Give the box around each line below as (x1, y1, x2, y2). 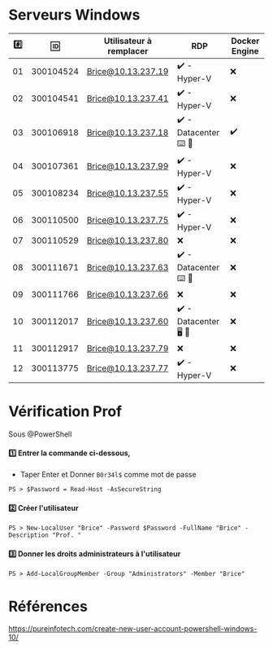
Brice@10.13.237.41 (86, 93, 169, 104)
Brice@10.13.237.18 (86, 126, 169, 138)
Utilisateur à (104, 35, 153, 46)
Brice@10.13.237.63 (86, 261, 169, 273)
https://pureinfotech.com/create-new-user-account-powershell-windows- (8, 624, 258, 634)
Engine (231, 45, 259, 56)
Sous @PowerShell (8, 429, 72, 439)
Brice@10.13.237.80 (86, 235, 169, 246)
